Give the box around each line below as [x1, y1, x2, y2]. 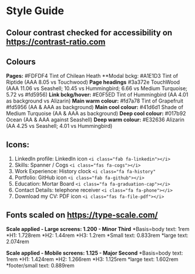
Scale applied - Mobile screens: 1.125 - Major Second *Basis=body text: [6, 249, 183, 257]
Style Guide [6, 4, 65, 18]
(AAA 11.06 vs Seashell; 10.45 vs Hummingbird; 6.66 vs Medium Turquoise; [6, 85, 188, 92]
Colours [6, 57, 36, 67]
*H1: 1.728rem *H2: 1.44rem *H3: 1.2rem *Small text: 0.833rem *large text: [6, 232, 189, 239]
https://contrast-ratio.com [6, 37, 106, 47]
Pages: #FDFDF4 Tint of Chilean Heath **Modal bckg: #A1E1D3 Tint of [6, 72, 178, 80]
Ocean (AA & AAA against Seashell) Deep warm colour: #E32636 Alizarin [6, 116, 185, 123]
